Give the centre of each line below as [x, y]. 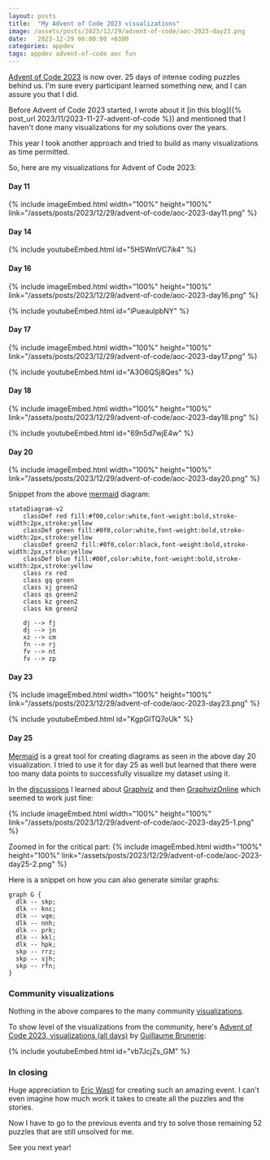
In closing [28, 1072]
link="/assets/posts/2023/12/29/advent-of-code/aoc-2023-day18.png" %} [133, 418]
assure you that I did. [44, 94]
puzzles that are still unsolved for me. [71, 1132]
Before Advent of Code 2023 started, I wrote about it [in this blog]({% [125, 110]
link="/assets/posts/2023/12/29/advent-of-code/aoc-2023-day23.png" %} [134, 703]
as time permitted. [39, 152]
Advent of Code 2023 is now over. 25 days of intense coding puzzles [124, 77]
